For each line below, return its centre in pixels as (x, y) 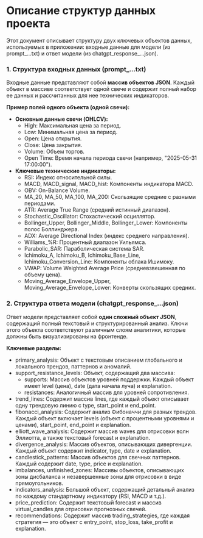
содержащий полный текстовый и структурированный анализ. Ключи (97, 323)
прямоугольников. (39, 483)
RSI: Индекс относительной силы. (68, 178)
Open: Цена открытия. (53, 138)
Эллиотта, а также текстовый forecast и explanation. (83, 437)
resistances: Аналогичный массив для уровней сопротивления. (107, 392)
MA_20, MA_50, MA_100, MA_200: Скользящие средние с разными (110, 197)
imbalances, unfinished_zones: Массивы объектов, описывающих (99, 470)
